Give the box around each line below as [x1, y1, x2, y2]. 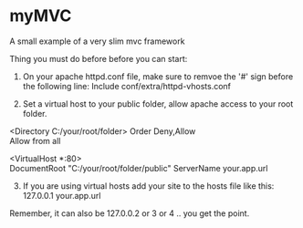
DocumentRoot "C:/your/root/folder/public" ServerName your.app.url [9, 162, 268, 173]
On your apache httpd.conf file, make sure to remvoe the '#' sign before [22, 70, 294, 82]
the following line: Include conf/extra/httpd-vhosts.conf [22, 80, 231, 91]
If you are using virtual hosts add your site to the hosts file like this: [22, 180, 275, 192]
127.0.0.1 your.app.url [22, 190, 101, 201]
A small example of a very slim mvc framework [9, 36, 185, 47]
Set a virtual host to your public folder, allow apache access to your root [22, 98, 294, 109]
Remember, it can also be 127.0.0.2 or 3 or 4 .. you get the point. [9, 207, 250, 219]
